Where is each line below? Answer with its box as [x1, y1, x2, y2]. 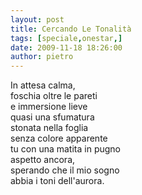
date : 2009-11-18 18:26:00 [10, 42, 123, 53]
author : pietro [10, 52, 74, 62]
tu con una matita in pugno [10, 143, 121, 155]
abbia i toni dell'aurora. [10, 175, 105, 187]
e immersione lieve [10, 101, 88, 113]
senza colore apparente [10, 132, 108, 145]
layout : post [10, 14, 65, 25]
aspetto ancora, [10, 154, 76, 166]
